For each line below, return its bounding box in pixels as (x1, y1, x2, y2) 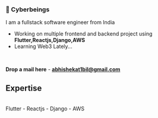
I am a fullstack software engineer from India (5, 19, 115, 26)
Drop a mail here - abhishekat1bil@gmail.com (5, 66, 121, 73)
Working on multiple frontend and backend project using (14, 30, 153, 37)
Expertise (5, 83, 42, 93)
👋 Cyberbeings (5, 5, 50, 14)
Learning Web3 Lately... (14, 43, 72, 50)
